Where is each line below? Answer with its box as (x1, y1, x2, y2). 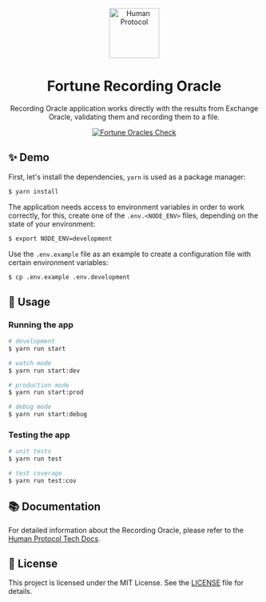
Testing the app (8, 429, 70, 440)
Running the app (8, 319, 74, 330)
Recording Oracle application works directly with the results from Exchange (10, 103, 259, 113)
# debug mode (8, 403, 52, 411)
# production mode (8, 381, 69, 389)
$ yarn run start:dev (8, 367, 81, 375)
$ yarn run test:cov (8, 476, 77, 484)
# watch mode (8, 359, 52, 367)
